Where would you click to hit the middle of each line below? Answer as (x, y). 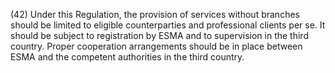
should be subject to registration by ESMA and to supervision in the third (159, 35)
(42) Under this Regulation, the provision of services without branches (155, 14)
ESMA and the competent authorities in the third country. (127, 57)
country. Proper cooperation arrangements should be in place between (156, 46)
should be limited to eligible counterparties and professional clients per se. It (168, 25)
